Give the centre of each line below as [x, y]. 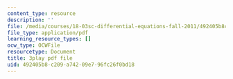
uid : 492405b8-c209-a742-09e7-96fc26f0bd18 [71, 65]
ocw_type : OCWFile [34, 45]
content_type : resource [42, 13]
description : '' [31, 20]
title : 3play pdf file [40, 58]
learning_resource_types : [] [49, 39]
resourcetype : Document [42, 52]
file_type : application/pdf [48, 33]
